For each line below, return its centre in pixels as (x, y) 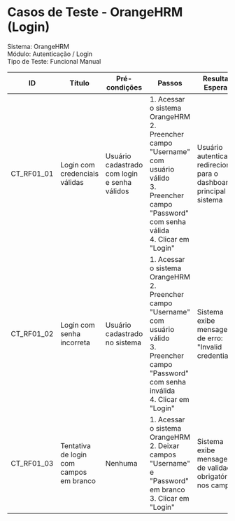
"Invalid (209, 347)
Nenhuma (121, 463)
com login (122, 174)
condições (124, 87)
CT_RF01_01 (32, 174)
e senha (118, 182)
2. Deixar (164, 445)
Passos (170, 83)
